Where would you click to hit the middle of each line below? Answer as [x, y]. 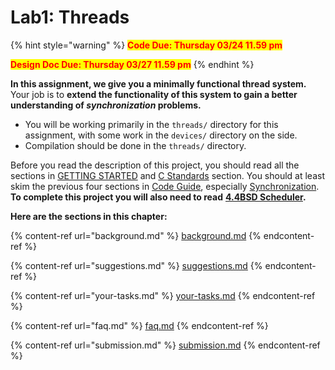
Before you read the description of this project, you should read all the [155, 165]
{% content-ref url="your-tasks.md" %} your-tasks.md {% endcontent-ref [163, 295]
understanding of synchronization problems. [106, 105]
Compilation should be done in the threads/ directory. [135, 145]
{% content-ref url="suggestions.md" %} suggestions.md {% [136, 265]
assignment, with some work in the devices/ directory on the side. [161, 135]
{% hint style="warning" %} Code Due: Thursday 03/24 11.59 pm [146, 45]
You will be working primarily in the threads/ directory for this [151, 124]
